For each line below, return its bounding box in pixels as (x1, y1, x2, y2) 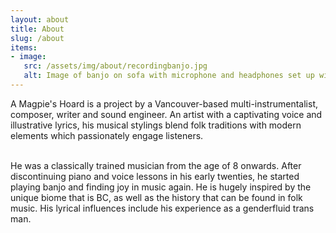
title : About (10, 24, 65, 34)
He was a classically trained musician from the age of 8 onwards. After (10, 159, 302, 171)
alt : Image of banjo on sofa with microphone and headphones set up (23, 71, 315, 81)
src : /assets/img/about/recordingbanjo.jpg (23, 61, 208, 71)
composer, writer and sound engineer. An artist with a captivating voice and (10, 108, 323, 120)
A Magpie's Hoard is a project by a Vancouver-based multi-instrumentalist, (10, 97, 318, 110)
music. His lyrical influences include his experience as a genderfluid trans (10, 202, 315, 214)
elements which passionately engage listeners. (10, 129, 204, 141)
